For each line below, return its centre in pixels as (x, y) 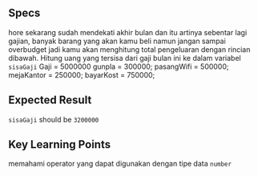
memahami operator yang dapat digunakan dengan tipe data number (120, 164)
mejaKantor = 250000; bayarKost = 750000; (82, 74)
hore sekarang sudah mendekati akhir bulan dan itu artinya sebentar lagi (128, 32)
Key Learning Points (59, 144)
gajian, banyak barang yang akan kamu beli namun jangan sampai (117, 41)
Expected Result (50, 100)
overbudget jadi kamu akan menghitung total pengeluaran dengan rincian (129, 49)
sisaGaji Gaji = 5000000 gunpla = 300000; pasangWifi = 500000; (119, 66)
